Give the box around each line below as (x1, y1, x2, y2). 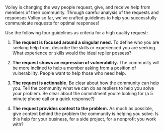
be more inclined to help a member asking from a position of (12, 65, 136, 71)
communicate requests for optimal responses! (5, 20, 99, 26)
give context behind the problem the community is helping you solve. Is (12, 111, 159, 117)
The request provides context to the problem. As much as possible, (12, 106, 153, 111)
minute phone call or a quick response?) (12, 96, 95, 102)
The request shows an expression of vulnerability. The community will (12, 60, 160, 65)
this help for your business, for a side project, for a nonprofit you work (12, 116, 157, 122)
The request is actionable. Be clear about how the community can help (12, 80, 160, 86)
